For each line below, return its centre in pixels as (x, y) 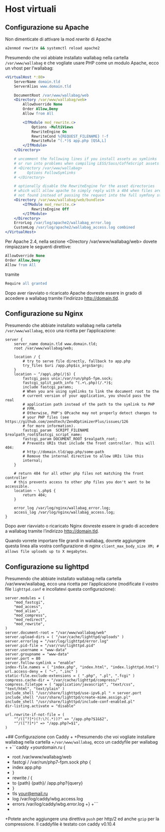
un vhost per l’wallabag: (29, 68)
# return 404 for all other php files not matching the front (79, 474)
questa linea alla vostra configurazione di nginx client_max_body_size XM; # (82, 546)
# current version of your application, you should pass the (87, 396)
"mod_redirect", (31, 620)
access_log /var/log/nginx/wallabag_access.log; (65, 512)
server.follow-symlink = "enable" (41, 663)
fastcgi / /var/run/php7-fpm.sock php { (52, 762)
